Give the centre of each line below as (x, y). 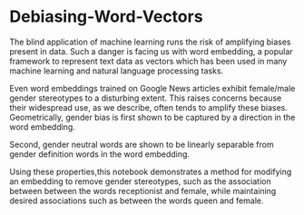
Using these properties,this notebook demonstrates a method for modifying (151, 171)
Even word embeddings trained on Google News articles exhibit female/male (152, 88)
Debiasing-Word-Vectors (106, 17)
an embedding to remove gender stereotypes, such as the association (140, 181)
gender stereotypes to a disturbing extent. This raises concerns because (146, 98)
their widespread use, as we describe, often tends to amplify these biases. (149, 107)
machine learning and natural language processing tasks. (117, 71)
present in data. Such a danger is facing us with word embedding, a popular (151, 51)
